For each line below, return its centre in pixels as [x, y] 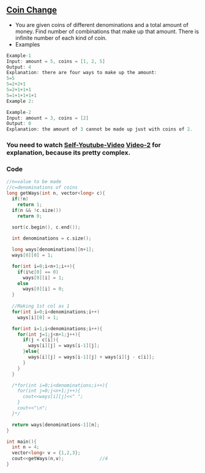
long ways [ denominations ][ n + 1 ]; [53, 250]
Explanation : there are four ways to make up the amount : [82, 73]
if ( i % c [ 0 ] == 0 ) [38, 272]
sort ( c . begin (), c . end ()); [46, 227]
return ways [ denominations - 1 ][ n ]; [56, 425]
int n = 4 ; [26, 447]
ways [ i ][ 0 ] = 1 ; [38, 317]
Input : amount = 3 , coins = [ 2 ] [47, 118]
